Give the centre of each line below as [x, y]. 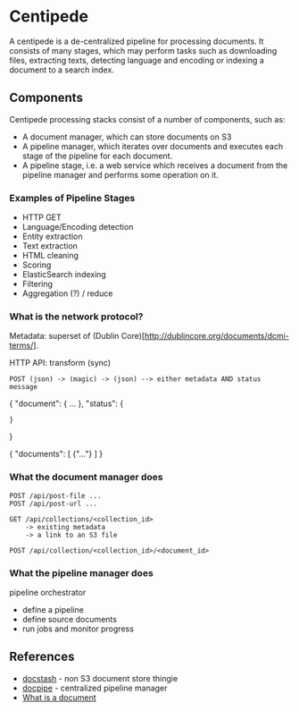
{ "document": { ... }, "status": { [66, 403]
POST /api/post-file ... [55, 495]
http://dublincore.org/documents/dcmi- [217, 336]
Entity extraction [52, 237]
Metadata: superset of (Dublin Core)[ [77, 336]
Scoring [37, 265]
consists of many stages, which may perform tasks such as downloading [143, 50]
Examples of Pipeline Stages [72, 198]
